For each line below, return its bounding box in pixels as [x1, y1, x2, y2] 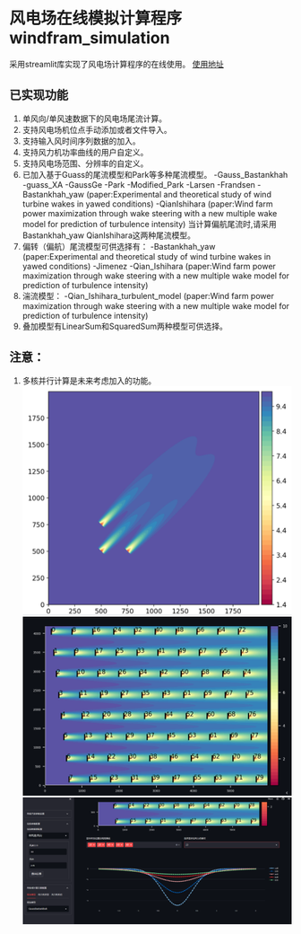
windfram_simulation [9, 28, 170, 48]
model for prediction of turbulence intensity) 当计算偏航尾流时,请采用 [21, 218, 277, 229]
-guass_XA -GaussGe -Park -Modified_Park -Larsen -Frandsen [21, 179, 255, 189]
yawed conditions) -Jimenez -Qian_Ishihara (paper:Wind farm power [21, 260, 276, 271]
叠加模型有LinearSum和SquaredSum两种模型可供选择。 [21, 321, 228, 331]
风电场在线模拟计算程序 [9, 8, 183, 29]
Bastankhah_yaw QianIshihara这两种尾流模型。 [21, 230, 195, 241]
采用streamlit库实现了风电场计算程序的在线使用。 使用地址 [9, 58, 224, 69]
